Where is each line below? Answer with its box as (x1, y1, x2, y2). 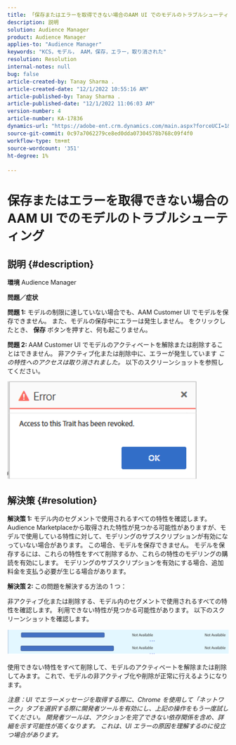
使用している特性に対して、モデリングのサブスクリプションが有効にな (25, 531, 228, 540)
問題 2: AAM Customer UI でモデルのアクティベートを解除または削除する (7, 341, 218, 349)
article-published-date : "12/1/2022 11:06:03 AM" (7, 101, 156, 108)
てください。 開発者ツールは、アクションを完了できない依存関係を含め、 (7, 713, 218, 721)
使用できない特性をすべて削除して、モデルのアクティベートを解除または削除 (7, 663, 227, 671)
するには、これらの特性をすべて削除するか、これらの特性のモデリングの (13, 549, 223, 558)
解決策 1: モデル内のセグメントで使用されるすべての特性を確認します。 (7, 514, 211, 523)
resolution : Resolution (7, 56, 77, 63)
